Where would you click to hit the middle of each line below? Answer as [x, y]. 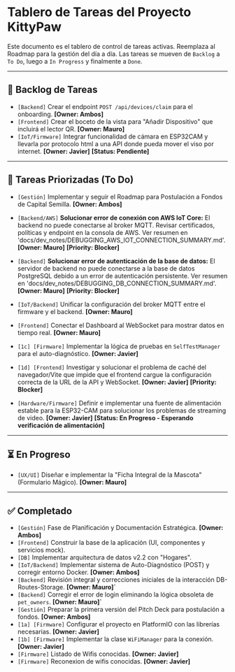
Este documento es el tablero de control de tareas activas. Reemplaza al [111, 46]
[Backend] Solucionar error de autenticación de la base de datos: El [116, 261]
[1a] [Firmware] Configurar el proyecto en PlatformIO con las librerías [119, 624]
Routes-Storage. [41, 587]
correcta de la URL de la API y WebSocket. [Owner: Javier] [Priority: [117, 382]
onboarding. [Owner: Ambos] [60, 114]
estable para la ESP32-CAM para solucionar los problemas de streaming [122, 410]
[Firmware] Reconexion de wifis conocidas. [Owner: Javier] [104, 662]
